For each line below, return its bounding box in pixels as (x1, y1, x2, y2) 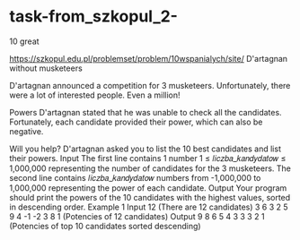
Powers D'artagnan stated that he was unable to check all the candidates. (9, 107, 282, 117)
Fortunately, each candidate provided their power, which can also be (9, 116, 263, 127)
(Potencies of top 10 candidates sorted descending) (9, 220, 201, 231)
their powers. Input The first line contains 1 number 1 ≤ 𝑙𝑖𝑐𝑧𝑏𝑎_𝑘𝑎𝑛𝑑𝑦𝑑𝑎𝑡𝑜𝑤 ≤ (9, 152, 287, 163)
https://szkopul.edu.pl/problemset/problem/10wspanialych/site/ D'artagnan (9, 53, 288, 64)
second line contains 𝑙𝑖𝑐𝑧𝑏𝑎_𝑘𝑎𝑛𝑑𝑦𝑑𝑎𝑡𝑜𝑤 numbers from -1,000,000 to (9, 172, 261, 183)
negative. (9, 125, 44, 136)
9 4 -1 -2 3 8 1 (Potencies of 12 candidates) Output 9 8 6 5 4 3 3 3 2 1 (9, 210, 265, 221)
